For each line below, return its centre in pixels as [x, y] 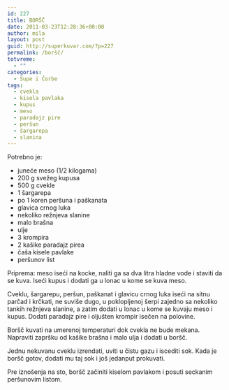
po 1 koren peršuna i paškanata [62, 201]
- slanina [28, 137]
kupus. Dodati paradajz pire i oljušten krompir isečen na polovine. [101, 317]
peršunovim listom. [35, 380]
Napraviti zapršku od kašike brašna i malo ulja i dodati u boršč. [97, 338]
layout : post [26, 40]
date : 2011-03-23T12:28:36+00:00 [56, 27]
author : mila [26, 33]
